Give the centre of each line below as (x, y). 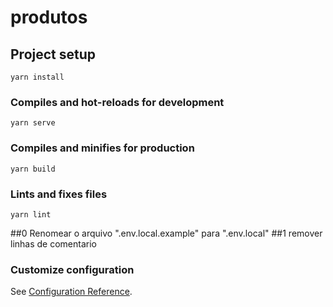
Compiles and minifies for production (102, 148)
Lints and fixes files (59, 194)
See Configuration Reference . (71, 292)
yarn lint (31, 214)
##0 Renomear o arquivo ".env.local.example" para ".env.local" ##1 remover (166, 233)
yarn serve (33, 123)
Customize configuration (72, 269)
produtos (49, 17)
